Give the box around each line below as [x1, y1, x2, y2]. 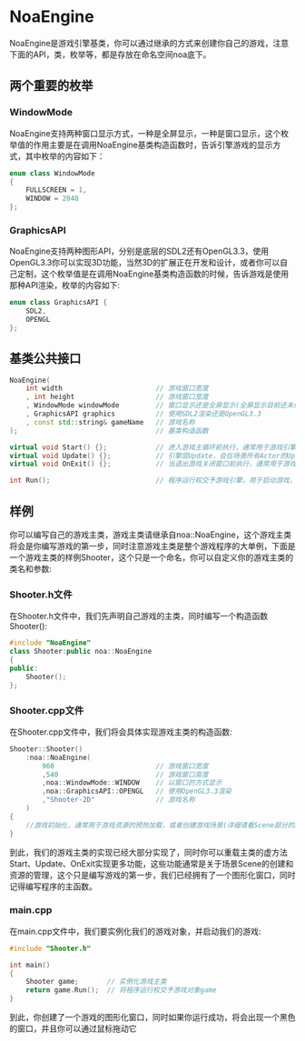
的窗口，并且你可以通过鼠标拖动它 [9, 1023, 137, 1034]
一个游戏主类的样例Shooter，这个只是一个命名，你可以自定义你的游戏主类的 [9, 552, 293, 563]
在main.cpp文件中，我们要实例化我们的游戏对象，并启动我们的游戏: [9, 926, 261, 937]
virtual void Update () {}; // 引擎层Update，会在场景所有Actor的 [9, 451, 288, 460]
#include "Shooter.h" [9, 944, 92, 953]
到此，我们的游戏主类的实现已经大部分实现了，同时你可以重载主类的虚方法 [9, 847, 288, 857]
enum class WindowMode [9, 168, 95, 178]
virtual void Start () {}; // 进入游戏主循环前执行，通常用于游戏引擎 [9, 443, 297, 452]
